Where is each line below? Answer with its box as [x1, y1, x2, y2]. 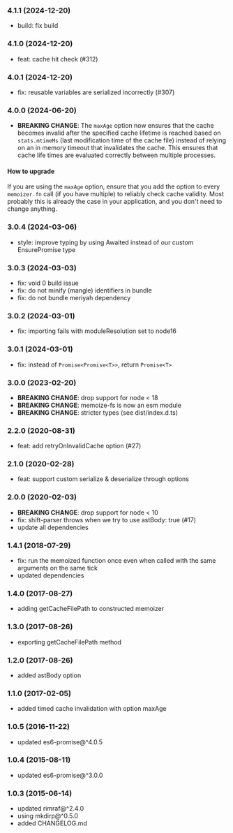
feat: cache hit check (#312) [17, 54, 98, 63]
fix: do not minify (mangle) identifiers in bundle [17, 286, 152, 295]
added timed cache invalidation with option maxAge [17, 705, 167, 713]
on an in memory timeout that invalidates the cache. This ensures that [17, 144, 218, 152]
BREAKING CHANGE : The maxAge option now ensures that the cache [17, 121, 214, 130]
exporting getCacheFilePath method [17, 637, 122, 646]
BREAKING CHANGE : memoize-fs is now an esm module [17, 401, 181, 409]
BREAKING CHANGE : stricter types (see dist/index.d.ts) [17, 408, 179, 417]
